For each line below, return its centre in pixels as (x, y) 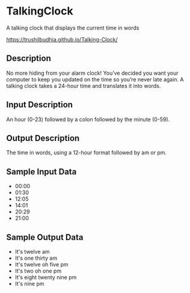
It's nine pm (29, 284)
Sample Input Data (41, 172)
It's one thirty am (36, 258)
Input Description (40, 105)
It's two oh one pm (38, 271)
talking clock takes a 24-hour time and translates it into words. (84, 86)
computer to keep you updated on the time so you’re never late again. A (95, 79)
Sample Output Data (45, 237)
